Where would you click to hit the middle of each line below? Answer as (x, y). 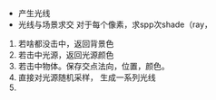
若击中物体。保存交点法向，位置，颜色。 (93, 66)
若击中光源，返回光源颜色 (66, 55)
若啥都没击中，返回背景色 (66, 44)
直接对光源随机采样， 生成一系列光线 (87, 77)
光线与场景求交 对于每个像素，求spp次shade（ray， (115, 24)
